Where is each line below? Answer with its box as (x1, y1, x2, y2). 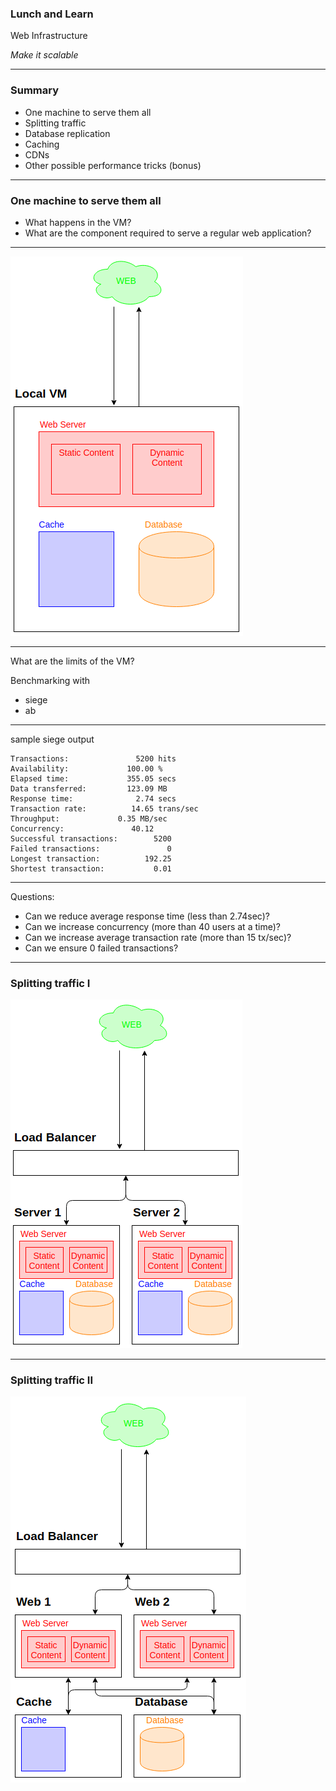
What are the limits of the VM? (10, 655, 135, 667)
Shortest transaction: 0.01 (10, 863, 172, 874)
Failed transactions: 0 (10, 843, 172, 854)
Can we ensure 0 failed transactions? (24, 942, 179, 954)
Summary (10, 83, 60, 97)
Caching (24, 138, 60, 150)
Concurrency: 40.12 (10, 823, 155, 834)
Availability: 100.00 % (10, 763, 163, 774)
